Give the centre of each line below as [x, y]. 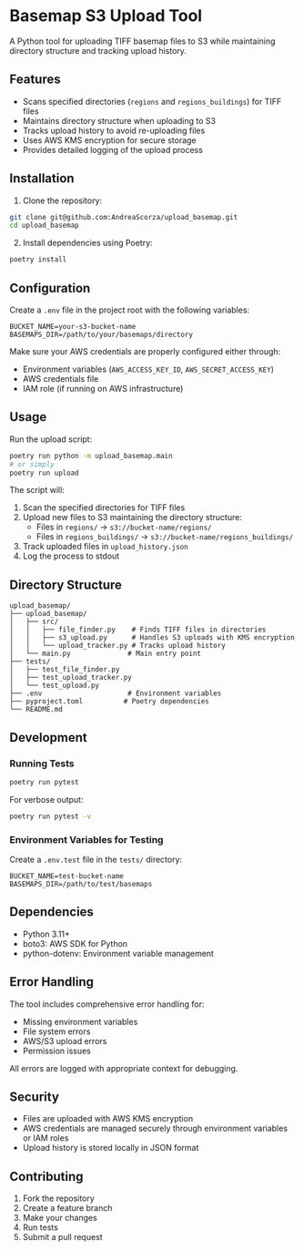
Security [34, 1097]
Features [35, 80]
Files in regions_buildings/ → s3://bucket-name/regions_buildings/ [165, 537]
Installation [42, 179]
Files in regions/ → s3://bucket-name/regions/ [124, 527]
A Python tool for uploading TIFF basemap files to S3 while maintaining [142, 41]
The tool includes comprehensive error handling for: [107, 1004]
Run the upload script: [51, 439]
